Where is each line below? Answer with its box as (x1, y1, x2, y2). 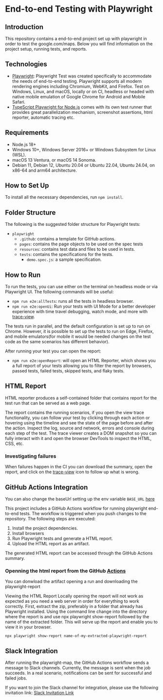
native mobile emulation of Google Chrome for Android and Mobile (12, 93, 145, 99)
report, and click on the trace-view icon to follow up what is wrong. (5, 469, 140, 475)
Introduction (5, 23, 44, 31)
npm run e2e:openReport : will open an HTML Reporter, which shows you (12, 358, 156, 364)
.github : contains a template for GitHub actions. (19, 236, 116, 242)
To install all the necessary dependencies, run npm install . (5, 194, 124, 200)
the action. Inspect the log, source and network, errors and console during (5, 425, 154, 431)
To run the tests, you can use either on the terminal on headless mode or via (5, 284, 158, 290)
